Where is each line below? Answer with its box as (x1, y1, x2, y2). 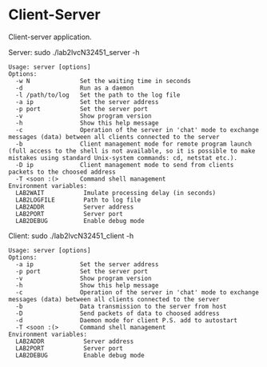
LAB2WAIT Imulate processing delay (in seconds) (15, 189, 217, 197)
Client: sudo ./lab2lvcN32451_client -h (8, 230, 134, 241)
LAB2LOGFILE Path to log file (15, 196, 141, 204)
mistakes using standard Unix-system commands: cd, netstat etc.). (8, 154, 238, 162)
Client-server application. (8, 32, 92, 42)
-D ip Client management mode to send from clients (15, 161, 234, 169)
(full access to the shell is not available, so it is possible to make (8, 146, 256, 155)
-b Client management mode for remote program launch (15, 140, 252, 148)
